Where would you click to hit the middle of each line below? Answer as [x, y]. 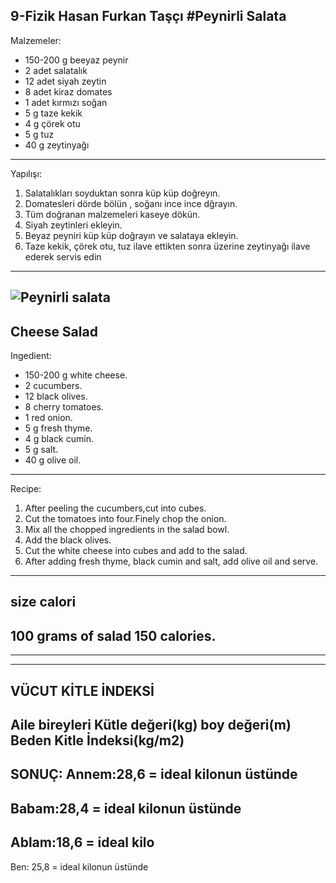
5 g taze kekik [53, 113]
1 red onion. [48, 418]
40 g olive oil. [53, 460]
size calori [43, 602]
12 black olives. [56, 396]
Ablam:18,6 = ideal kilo [82, 842]
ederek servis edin [63, 256]
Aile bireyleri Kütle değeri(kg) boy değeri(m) [151, 725]
